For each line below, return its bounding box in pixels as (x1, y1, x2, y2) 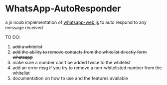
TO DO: (5, 34, 21, 40)
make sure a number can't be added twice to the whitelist (12, 59, 131, 65)
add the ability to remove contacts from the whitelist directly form (12, 49, 147, 55)
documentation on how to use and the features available (12, 75, 128, 81)
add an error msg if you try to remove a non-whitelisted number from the (12, 65, 162, 71)
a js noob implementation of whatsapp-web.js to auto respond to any (5, 19, 147, 25)
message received (5, 24, 43, 30)
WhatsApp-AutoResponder (5, 3, 121, 14)
